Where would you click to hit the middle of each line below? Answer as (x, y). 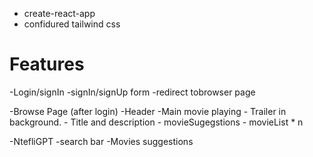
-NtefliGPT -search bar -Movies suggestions (101, 141)
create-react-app (59, 13)
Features (47, 64)
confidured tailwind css (72, 24)
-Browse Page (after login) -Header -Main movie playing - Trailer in (148, 111)
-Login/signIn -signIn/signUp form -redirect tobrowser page (132, 92)
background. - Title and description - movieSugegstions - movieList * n (156, 122)
